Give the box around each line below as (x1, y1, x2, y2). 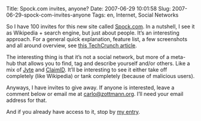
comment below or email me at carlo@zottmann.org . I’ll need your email (6, 91, 184, 97)
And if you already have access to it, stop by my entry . (6, 108, 141, 115)
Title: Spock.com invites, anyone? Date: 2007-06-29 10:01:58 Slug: (6, 5, 171, 12)
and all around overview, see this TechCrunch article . (6, 42, 138, 49)
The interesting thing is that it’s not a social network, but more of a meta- (6, 54, 186, 60)
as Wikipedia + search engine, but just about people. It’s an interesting (6, 29, 179, 36)
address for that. (6, 97, 47, 104)
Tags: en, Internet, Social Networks (92, 11, 179, 18)
